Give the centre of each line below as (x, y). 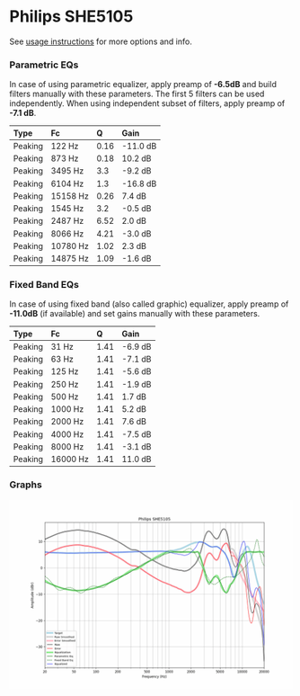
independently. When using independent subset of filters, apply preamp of (147, 103)
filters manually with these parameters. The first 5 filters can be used (137, 94)
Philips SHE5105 (71, 17)
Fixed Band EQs (44, 284)
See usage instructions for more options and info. (101, 41)
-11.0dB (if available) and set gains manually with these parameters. (135, 314)
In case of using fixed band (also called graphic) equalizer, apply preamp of (149, 304)
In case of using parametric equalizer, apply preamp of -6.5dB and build (143, 85)
